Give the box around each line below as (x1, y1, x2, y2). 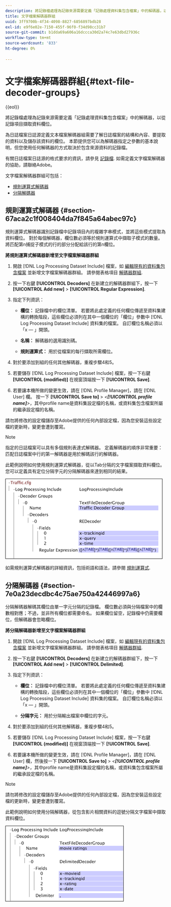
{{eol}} (5, 104, 19, 110)
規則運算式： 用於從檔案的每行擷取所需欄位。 (20, 348, 116, 355)
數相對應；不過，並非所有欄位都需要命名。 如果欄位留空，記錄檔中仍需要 (5, 610, 158, 616)
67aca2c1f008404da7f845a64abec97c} (5, 214, 137, 223)
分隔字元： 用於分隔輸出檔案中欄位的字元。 (20, 713, 111, 719)
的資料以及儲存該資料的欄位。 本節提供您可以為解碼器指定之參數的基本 (5, 138, 154, 144)
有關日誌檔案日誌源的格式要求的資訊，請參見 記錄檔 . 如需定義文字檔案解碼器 (5, 155, 165, 161)
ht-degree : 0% (5, 46, 36, 51)
